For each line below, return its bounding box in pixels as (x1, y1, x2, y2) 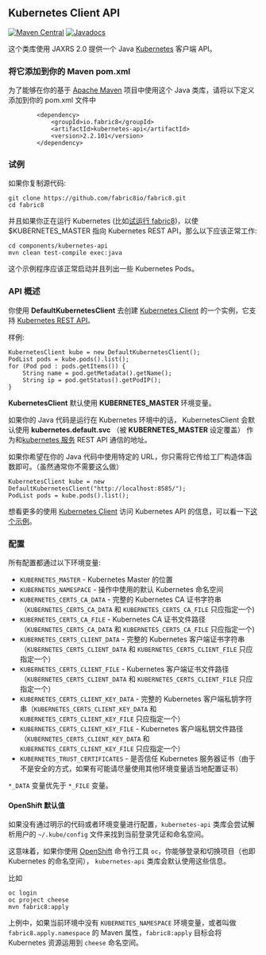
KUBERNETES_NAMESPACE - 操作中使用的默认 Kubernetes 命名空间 (19, 585, 224, 594)
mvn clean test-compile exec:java (8, 249, 123, 257)
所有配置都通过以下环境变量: (8, 558, 102, 567)
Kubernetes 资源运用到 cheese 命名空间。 (8, 938, 143, 948)
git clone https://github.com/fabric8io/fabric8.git (8, 194, 187, 202)
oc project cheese (8, 896, 69, 904)
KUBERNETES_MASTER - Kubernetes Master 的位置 (19, 575, 173, 584)
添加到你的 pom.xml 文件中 (8, 95, 97, 105)
